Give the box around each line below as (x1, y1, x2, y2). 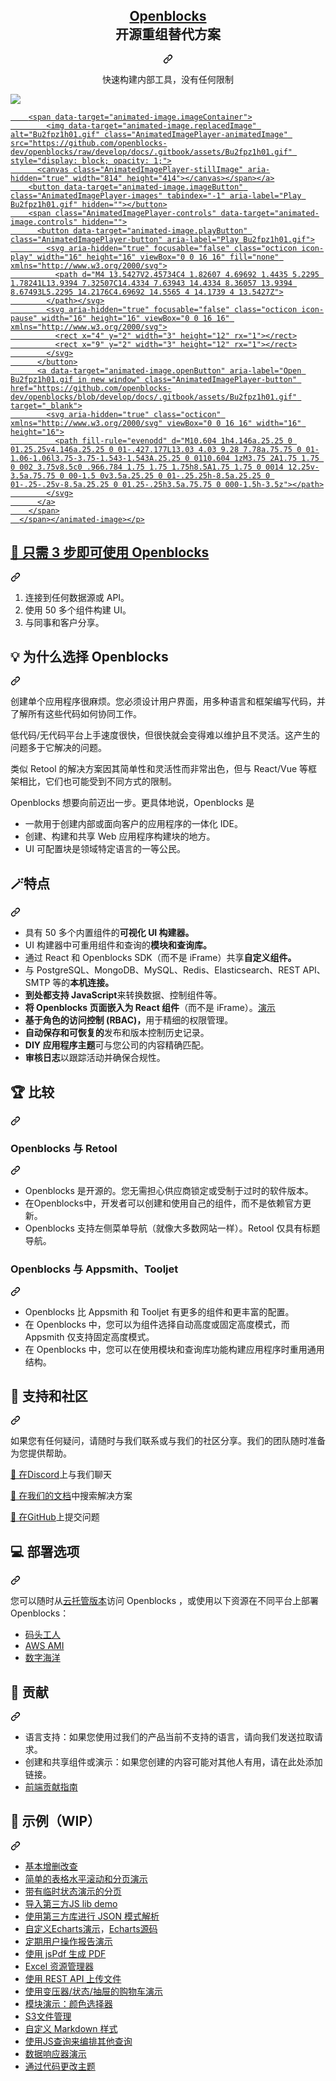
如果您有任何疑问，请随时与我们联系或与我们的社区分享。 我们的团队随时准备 (10, 1435, 326, 1447)
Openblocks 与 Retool (10, 1141, 118, 1155)
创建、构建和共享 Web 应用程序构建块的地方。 (24, 830, 216, 843)
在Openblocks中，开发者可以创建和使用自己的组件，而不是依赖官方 (24, 1197, 303, 1209)
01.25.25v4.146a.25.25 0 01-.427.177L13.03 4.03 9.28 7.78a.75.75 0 (10, 444, 302, 454)
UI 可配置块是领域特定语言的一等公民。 (24, 843, 186, 855)
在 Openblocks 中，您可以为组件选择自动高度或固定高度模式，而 (24, 1318, 290, 1330)
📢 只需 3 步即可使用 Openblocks (10, 544, 210, 561)
